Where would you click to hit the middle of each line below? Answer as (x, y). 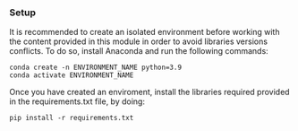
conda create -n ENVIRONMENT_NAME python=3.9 (95, 68)
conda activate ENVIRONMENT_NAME (72, 75)
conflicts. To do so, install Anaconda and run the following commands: (139, 51)
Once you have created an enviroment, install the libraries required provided (149, 92)
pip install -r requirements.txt (72, 118)
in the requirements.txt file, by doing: (77, 101)
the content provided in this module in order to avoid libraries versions (139, 41)
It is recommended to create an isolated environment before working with (145, 32)
